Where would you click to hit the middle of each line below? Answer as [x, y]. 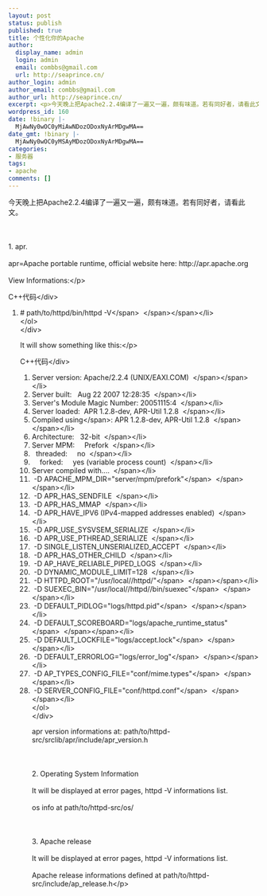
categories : [28, 149]
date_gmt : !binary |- [44, 134]
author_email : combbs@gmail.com [62, 90]
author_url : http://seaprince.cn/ [66, 97]
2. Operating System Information [85, 773]
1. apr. [18, 246]
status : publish [35, 23]
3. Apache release [61, 841]
